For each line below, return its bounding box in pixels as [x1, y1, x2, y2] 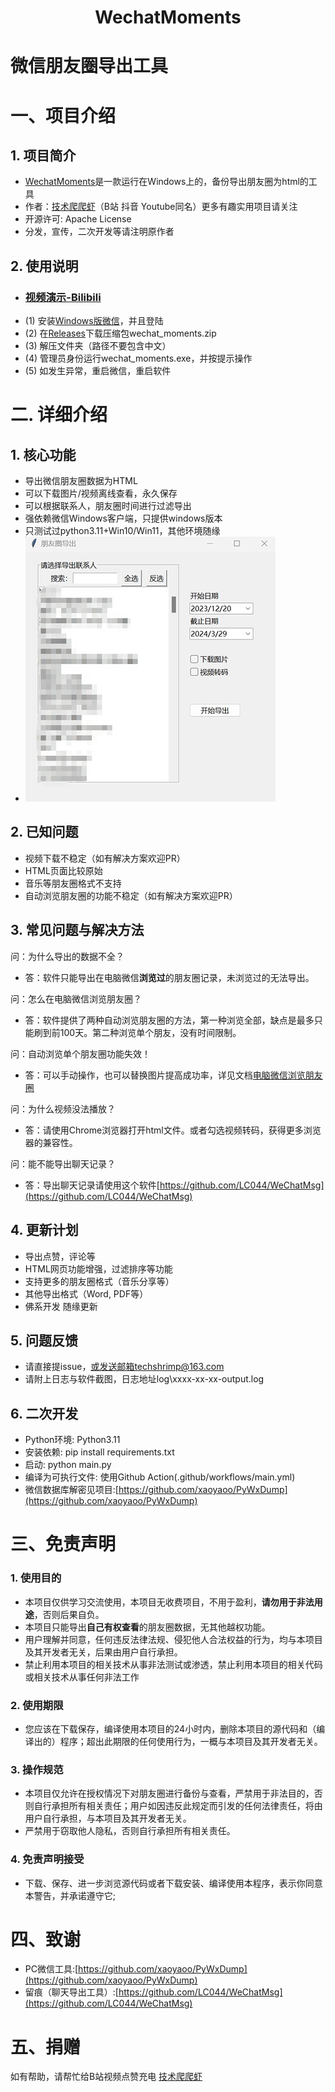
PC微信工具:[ [24, 1963, 79, 1975]
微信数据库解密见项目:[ [24, 1484, 119, 1496]
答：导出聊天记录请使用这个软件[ [24, 1179, 160, 1191]
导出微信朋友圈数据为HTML [24, 475, 138, 487]
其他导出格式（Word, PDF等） [24, 1287, 149, 1300]
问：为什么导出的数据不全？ [10, 950, 125, 962]
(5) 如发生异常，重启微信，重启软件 [24, 365, 172, 377]
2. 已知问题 [10, 824, 79, 841]
